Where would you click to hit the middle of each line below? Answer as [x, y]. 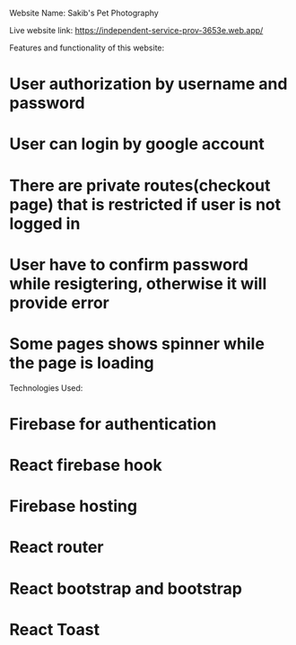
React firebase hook [86, 465]
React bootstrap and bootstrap [126, 588]
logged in [45, 223]
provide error [59, 302]
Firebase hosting [73, 506]
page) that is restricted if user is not [145, 204]
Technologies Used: [46, 388]
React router [57, 548]
